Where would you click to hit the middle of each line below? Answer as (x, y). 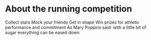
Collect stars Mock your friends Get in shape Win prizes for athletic (72, 22)
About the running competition (68, 9)
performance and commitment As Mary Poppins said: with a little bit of (76, 27)
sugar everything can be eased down (42, 32)
